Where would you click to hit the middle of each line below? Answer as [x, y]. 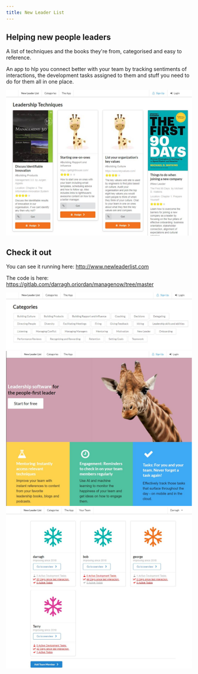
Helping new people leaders [58, 38]
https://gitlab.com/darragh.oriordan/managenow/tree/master [80, 284]
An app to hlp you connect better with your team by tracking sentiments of [97, 69]
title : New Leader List [35, 12]
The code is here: [27, 278]
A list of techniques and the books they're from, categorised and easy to [94, 51]
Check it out [29, 252]
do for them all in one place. [40, 82]
